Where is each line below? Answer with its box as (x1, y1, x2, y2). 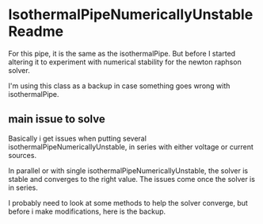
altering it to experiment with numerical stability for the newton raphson (8, 57, 242, 67)
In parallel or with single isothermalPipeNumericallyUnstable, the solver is (8, 165, 248, 176)
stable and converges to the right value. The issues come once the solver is (8, 174, 256, 183)
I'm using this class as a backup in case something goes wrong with (8, 81, 231, 91)
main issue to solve (8, 113, 105, 126)
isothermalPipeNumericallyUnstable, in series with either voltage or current (8, 141, 253, 152)
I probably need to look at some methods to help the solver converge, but (8, 198, 248, 207)
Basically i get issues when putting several (8, 133, 147, 143)
